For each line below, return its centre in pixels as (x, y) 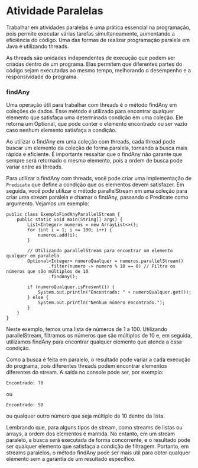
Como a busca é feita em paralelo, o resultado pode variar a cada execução (98, 359)
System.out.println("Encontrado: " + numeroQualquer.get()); (115, 292)
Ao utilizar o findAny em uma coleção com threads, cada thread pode (91, 142)
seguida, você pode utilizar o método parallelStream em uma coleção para (97, 191)
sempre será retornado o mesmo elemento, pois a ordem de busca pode (95, 161)
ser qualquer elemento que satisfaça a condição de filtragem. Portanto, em (98, 447)
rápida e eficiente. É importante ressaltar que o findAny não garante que (94, 154)
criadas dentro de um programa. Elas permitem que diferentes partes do (94, 64)
